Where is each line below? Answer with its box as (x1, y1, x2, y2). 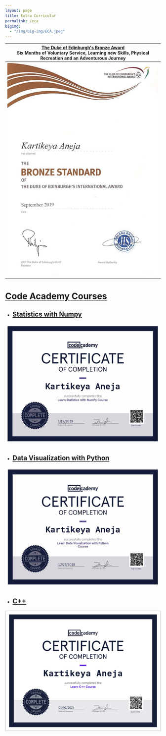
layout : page (5, 8, 32, 13)
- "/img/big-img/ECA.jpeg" (9, 29, 65, 34)
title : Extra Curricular (5, 13, 56, 18)
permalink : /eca (5, 18, 39, 23)
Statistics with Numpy (12, 310, 83, 319)
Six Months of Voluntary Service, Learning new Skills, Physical (17, 50, 149, 56)
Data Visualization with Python (12, 453, 110, 462)
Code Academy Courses (5, 290, 107, 302)
